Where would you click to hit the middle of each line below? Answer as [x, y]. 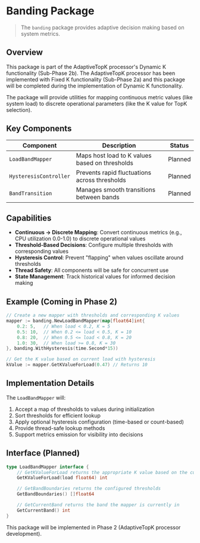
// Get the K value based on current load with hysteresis [81, 359]
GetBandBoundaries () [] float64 [56, 494]
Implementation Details [50, 383]
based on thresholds [105, 163]
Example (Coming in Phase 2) [62, 302]
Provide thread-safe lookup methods [60, 428]
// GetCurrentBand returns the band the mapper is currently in [98, 505]
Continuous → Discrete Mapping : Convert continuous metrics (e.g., [98, 233]
